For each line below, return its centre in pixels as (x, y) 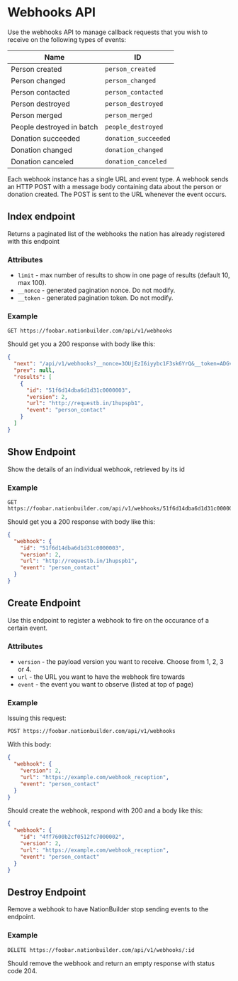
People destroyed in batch (55, 127)
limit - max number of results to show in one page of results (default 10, (124, 275)
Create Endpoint (44, 603)
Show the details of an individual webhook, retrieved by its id (96, 469)
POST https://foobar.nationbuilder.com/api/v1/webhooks (91, 731)
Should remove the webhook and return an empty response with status (111, 963)
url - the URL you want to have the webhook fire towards (101, 677)
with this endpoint (34, 241)
